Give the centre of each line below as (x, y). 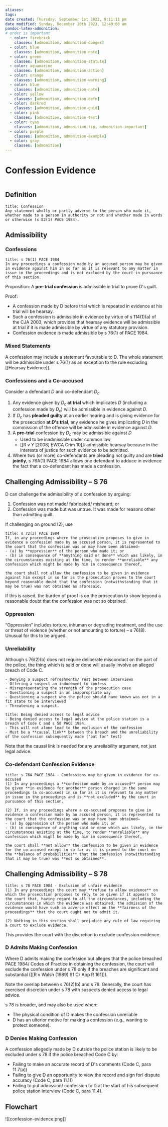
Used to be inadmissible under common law (65, 439)
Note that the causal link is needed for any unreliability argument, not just (81, 746)
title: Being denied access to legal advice (52, 715)
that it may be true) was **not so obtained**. (56, 858)
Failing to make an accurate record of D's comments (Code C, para (82, 1064)
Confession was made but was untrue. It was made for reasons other (84, 509)
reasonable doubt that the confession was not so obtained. (66, 601)
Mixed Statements (28, 346)
